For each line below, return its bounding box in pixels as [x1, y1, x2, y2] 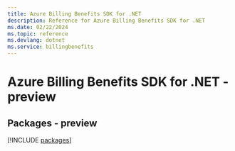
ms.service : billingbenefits [7, 43, 94, 50]
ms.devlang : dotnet [7, 37, 66, 44]
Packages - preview [7, 117, 98, 129]
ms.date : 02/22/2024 [7, 23, 69, 30]
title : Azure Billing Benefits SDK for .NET [7, 10, 142, 18]
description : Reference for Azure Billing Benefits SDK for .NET [7, 17, 205, 24]
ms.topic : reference [7, 30, 69, 38]
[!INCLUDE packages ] [7, 136, 72, 144]
